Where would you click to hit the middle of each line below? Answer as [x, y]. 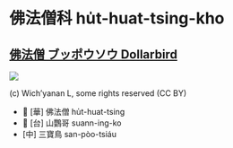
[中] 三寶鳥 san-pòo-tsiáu [69, 134]
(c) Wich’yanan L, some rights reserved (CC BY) [98, 93]
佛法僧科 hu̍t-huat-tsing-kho [117, 18]
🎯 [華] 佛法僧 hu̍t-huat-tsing [73, 112]
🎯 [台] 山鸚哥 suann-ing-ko [72, 123]
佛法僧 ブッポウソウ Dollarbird [93, 54]
